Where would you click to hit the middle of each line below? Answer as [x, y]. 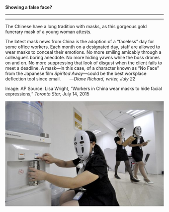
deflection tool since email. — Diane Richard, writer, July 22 [70, 79]
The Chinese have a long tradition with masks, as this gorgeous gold [76, 26]
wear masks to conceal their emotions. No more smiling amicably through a [83, 52]
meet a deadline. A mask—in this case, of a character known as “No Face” [82, 68]
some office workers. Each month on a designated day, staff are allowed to [83, 47]
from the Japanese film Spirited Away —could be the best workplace [76, 73]
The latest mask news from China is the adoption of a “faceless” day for [80, 41]
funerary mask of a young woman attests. [49, 32]
